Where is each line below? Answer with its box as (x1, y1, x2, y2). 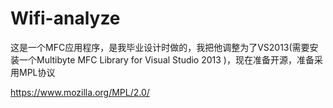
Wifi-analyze (10, 7, 121, 30)
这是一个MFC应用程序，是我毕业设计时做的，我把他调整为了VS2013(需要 (10, 41, 310, 53)
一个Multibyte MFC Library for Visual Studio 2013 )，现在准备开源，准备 (18, 53, 315, 66)
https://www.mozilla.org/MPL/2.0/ (10, 86, 150, 98)
